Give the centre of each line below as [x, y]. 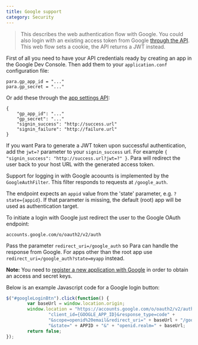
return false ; [44, 331]
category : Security [30, 17]
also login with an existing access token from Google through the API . [105, 40]
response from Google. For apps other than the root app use [79, 252]
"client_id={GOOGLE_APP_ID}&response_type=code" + [112, 315]
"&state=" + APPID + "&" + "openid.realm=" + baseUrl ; [117, 325]
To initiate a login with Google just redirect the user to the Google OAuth [93, 217]
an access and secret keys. [39, 276]
